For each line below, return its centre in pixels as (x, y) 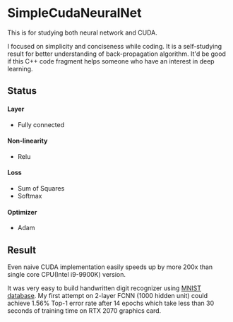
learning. (20, 68)
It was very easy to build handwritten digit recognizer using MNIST (104, 288)
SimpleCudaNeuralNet (75, 13)
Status (22, 91)
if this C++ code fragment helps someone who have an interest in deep (111, 61)
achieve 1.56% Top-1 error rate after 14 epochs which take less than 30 (111, 303)
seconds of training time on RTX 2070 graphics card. (84, 310)
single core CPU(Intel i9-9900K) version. (66, 274)
